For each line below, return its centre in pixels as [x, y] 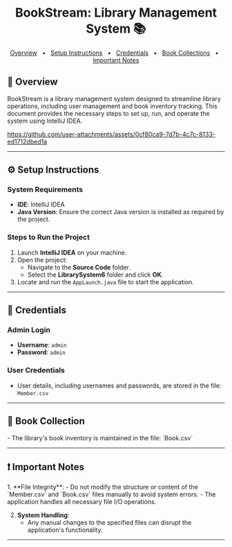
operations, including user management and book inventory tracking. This [112, 106]
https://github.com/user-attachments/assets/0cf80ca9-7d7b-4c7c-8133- [112, 134]
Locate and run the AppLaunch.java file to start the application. [106, 281]
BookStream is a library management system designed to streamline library [114, 98]
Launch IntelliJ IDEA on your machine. [72, 252]
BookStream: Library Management [116, 13]
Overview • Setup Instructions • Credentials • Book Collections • [114, 53]
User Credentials [36, 370]
